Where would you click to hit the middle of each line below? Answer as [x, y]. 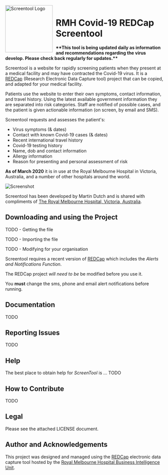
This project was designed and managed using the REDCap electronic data [83, 457]
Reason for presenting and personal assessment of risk [70, 161]
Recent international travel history [48, 140]
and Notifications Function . [34, 264]
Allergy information [32, 156]
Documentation [30, 305]
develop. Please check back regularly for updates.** [62, 58]
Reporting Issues [33, 333]
